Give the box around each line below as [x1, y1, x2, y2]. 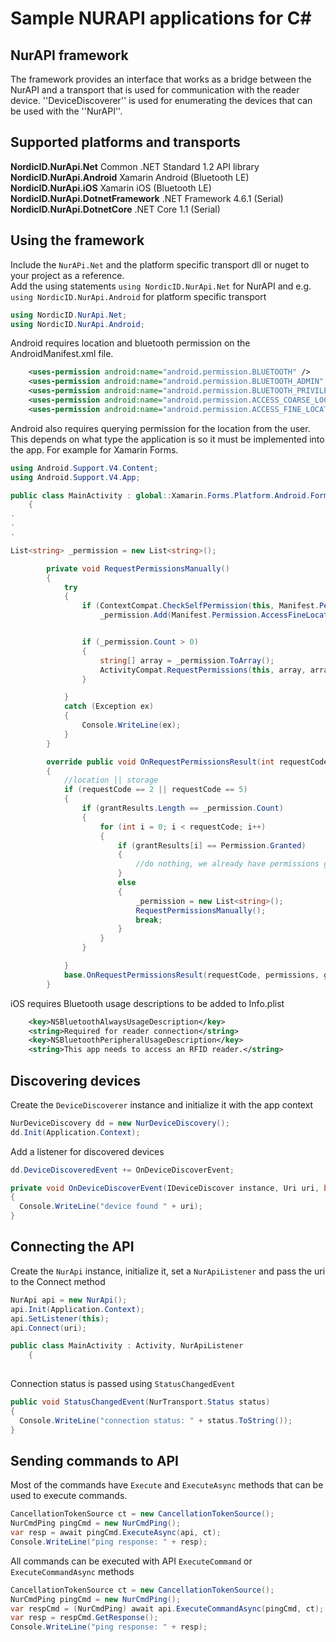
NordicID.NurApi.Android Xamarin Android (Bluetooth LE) [10, 171, 250, 183]
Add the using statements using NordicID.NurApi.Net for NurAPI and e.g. [10, 280, 312, 292]
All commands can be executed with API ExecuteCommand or [10, 1555, 253, 1567]
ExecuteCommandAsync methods [10, 1565, 135, 1577]
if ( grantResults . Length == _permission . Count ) [81, 803, 284, 813]
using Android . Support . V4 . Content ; [10, 463, 159, 473]
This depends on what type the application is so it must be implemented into [10, 433, 325, 445]
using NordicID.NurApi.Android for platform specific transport [10, 290, 267, 302]
